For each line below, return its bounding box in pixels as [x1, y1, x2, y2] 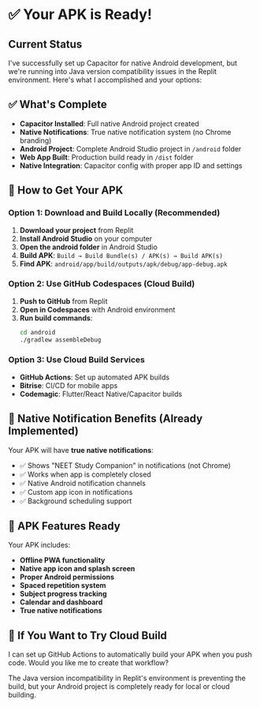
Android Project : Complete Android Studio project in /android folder [19, 144, 242, 153]
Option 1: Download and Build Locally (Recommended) [8, 208, 221, 219]
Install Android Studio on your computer [19, 234, 153, 243]
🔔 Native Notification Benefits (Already [8, 412, 203, 425]
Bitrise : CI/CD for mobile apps [19, 380, 118, 390]
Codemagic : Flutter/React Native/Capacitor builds [19, 389, 183, 398]
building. [8, 690, 37, 700]
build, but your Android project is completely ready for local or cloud [8, 682, 230, 691]
